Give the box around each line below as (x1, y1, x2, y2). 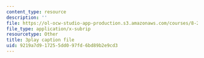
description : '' (6, 14, 47, 21)
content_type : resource (6, 8, 67, 15)
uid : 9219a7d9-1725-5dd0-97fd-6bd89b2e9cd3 (6, 43, 118, 49)
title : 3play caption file (6, 37, 75, 43)
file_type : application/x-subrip (6, 25, 91, 32)
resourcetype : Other (6, 31, 59, 37)
